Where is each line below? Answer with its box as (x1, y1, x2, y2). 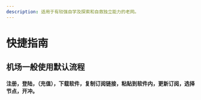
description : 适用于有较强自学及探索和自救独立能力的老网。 (6, 8, 139, 15)
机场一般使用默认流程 (6, 62, 85, 72)
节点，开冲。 (6, 87, 38, 95)
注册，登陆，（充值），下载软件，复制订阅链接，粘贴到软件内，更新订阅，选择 (6, 80, 195, 87)
